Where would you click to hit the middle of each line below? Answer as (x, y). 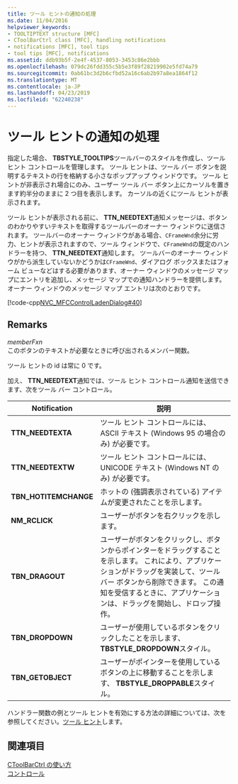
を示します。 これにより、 (143, 561)
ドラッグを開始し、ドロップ (168, 603)
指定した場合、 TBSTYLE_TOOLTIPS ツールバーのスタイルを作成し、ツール (117, 158)
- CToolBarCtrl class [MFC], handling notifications (87, 40)
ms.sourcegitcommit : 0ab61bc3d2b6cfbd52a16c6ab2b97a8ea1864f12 (103, 73)
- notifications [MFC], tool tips (58, 47)
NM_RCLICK (32, 520)
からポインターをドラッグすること (164, 550)
